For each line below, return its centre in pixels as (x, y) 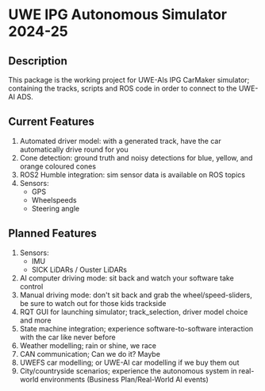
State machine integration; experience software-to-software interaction (136, 328)
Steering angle (56, 208)
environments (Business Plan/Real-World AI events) (124, 379)
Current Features (52, 122)
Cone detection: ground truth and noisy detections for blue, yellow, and (136, 157)
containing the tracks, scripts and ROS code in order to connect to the (123, 88)
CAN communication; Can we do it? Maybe (90, 354)
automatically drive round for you (74, 149)
